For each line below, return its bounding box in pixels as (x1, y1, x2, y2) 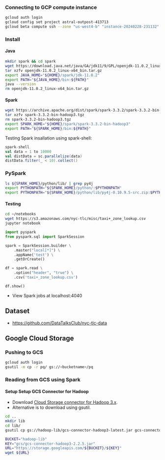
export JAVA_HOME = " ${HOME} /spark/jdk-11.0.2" (5, 73, 100, 78)
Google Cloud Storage (5, 334, 74, 343)
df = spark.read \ (5, 266, 43, 271)
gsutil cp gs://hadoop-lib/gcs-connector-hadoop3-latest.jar (5, 428, 133, 432)
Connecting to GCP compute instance (5, 4, 97, 11)
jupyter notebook (5, 221, 41, 226)
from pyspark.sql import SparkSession (5, 234, 84, 239)
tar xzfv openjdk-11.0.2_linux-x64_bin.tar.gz (5, 68, 102, 73)
